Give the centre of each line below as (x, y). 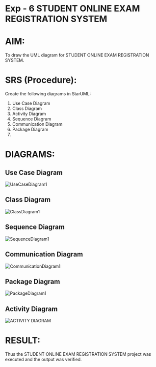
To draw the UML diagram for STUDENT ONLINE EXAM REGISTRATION (77, 55)
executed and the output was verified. (43, 360)
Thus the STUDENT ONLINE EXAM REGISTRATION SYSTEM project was (78, 354)
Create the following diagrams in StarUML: (48, 94)
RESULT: (23, 341)
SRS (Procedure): (41, 80)
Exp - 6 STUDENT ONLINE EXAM (73, 9)
